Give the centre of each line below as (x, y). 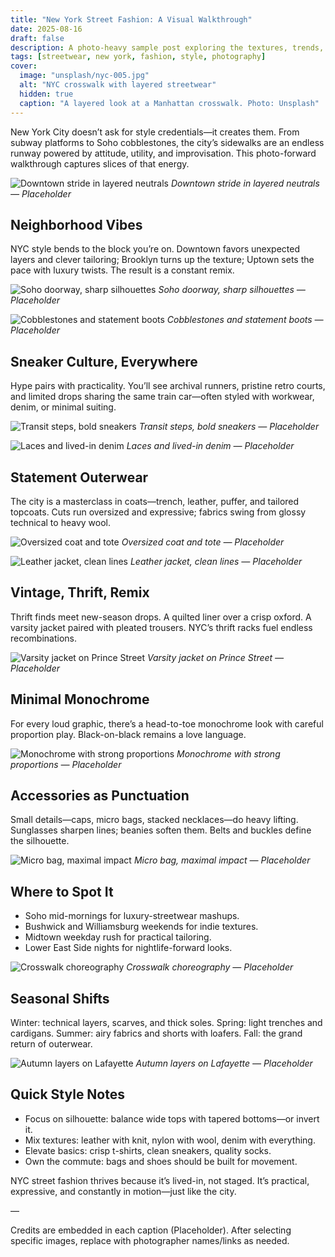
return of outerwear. (51, 1044)
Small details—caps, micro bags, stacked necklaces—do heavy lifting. (154, 820)
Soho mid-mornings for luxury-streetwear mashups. (132, 916)
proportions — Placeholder (66, 764)
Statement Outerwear (79, 477)
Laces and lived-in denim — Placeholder (210, 446)
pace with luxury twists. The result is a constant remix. (122, 270)
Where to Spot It (62, 891)
